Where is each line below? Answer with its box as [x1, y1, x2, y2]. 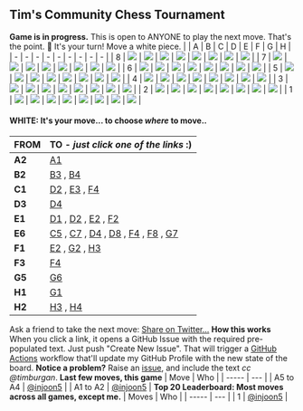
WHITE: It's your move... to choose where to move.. [9, 115, 207, 126]
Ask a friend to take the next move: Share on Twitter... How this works [9, 324, 271, 335]
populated [9, 343, 48, 354]
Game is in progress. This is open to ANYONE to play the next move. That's [9, 31, 292, 42]
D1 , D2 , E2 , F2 [49, 213, 119, 225]
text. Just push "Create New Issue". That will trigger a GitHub [49, 343, 278, 354]
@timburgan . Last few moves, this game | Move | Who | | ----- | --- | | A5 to [9, 372, 295, 383]
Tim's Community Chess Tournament [9, 7, 225, 23]
